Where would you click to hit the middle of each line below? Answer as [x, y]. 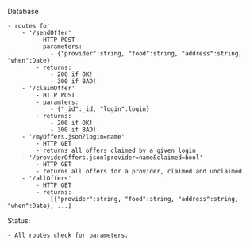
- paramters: [58, 102]
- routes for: [31, 26]
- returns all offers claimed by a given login [116, 150]
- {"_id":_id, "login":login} [100, 109]
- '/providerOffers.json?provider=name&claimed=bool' [112, 158]
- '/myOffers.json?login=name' [73, 137]
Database [23, 11]
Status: [19, 220]
